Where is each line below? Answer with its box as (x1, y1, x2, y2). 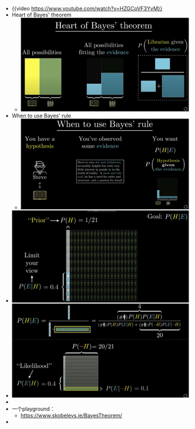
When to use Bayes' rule (11, 112, 71, 120)
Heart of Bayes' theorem (11, 11, 72, 18)
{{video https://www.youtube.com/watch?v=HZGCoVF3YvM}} (11, 5, 163, 12)
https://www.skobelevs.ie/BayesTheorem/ (20, 412, 123, 419)
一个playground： (11, 405, 55, 412)
